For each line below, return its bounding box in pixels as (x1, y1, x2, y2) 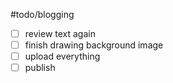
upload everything (24, 50, 101, 63)
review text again (24, 28, 96, 39)
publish (24, 62, 56, 74)
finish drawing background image (24, 39, 164, 51)
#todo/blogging (10, 9, 75, 20)
